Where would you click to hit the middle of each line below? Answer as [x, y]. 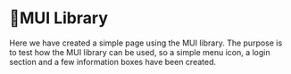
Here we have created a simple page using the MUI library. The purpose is [146, 43]
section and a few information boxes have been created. [113, 62]
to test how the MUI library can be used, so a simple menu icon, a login [140, 52]
